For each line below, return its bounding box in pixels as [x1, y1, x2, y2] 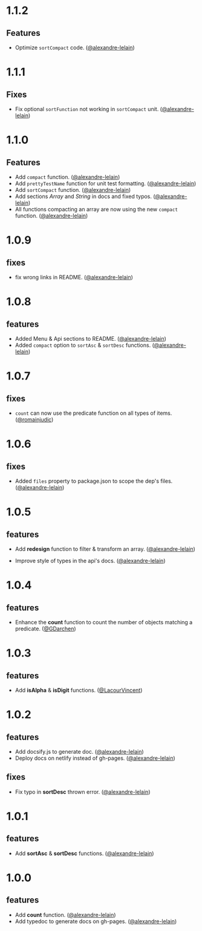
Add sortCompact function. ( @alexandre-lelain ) [15, 186, 131, 193]
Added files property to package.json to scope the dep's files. [15, 477, 173, 485]
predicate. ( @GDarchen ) [15, 625, 77, 632]
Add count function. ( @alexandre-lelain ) [15, 911, 116, 918]
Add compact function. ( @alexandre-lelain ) [15, 174, 120, 180]
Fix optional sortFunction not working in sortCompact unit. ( [15, 106, 162, 112]
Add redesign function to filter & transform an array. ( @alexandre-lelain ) [15, 545, 195, 553]
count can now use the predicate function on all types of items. [15, 409, 172, 417]
